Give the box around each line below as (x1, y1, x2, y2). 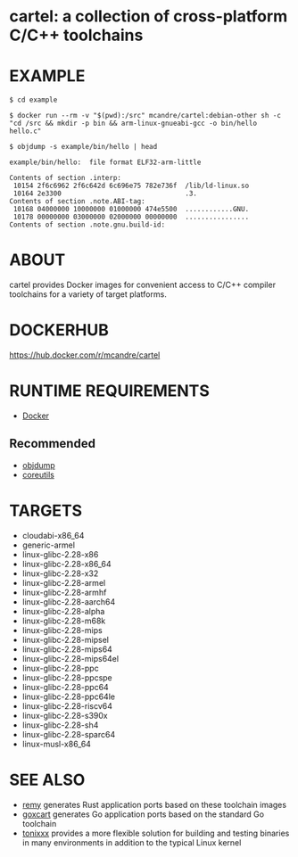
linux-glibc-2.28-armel (21, 577, 106, 588)
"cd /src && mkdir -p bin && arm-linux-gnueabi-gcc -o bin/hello (9, 119, 257, 128)
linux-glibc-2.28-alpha (21, 606, 105, 616)
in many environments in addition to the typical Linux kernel (21, 836, 242, 848)
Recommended (9, 436, 96, 451)
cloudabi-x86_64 (21, 530, 85, 540)
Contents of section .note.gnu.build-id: (9, 220, 166, 229)
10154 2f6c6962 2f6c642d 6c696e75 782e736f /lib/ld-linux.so (12, 181, 250, 191)
